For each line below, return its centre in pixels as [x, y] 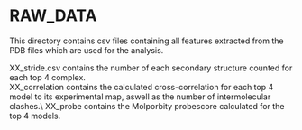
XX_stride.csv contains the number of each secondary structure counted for [151, 68]
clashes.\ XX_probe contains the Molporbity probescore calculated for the [147, 106]
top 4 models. [35, 116]
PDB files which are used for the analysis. [87, 50]
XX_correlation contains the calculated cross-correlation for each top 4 [142, 87]
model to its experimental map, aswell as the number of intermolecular [140, 97]
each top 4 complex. [47, 77]
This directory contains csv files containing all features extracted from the [146, 41]
